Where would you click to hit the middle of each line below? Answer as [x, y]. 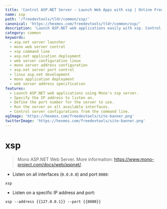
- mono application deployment [42, 79]
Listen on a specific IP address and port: [54, 193]
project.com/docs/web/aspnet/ [49, 164]
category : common [23, 33]
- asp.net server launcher [38, 42]
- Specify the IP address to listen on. [52, 98]
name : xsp [15, 14]
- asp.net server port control [42, 70]
